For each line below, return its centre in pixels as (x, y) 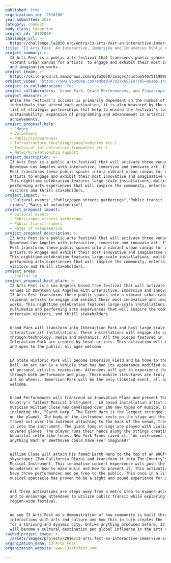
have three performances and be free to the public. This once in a (84, 473)
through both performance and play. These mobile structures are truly (88, 374)
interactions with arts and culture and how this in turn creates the (86, 520)
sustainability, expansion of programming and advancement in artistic (88, 115)
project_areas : (21, 271)
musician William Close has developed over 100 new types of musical (85, 407)
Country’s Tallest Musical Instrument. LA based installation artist (86, 403)
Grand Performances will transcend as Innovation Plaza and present (84, 398)
